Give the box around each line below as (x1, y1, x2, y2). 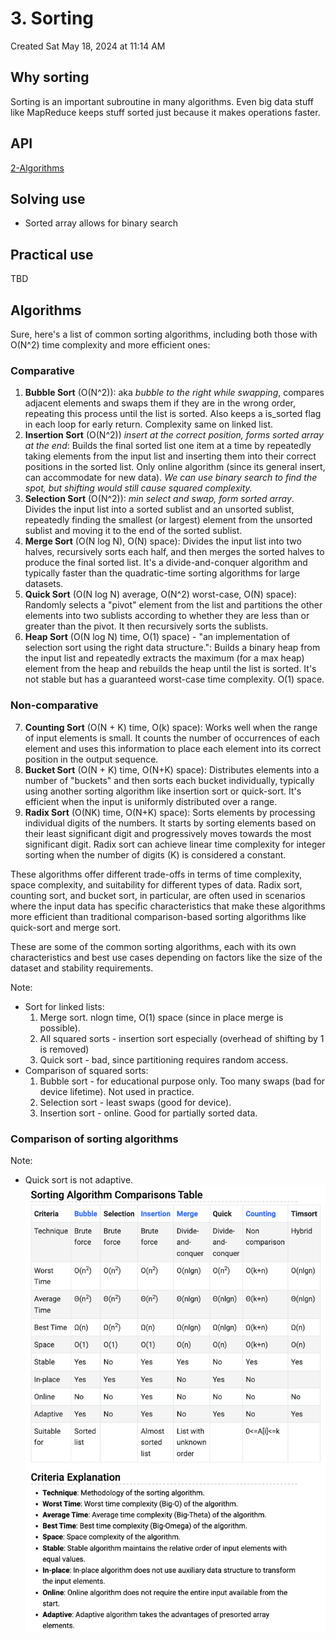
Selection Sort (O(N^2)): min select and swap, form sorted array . (24, 493, 295, 505)
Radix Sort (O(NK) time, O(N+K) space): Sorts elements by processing (24, 806, 316, 818)
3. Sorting (10, 7, 95, 30)
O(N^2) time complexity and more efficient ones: (10, 339, 211, 351)
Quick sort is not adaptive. (24, 1173, 134, 1186)
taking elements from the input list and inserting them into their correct (24, 450, 317, 462)
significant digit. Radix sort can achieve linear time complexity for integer (24, 838, 326, 850)
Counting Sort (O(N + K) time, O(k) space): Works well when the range (24, 721, 318, 733)
